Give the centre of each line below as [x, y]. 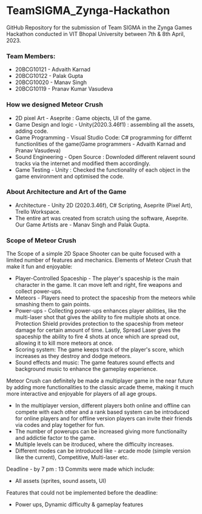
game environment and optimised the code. [69, 176]
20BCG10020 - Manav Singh [51, 82]
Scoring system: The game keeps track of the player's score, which [99, 350]
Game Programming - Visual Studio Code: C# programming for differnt [103, 137]
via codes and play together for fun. [60, 425]
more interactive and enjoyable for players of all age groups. [82, 394]
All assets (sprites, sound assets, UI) [61, 481]
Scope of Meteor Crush [42, 240]
